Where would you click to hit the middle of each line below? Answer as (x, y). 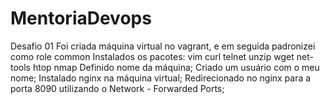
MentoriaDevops (81, 18)
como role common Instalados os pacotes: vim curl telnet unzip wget (152, 56)
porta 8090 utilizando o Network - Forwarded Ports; (117, 88)
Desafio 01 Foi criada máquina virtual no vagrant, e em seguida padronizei (163, 46)
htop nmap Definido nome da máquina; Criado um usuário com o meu (176, 67)
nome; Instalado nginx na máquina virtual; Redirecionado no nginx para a (161, 78)
